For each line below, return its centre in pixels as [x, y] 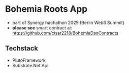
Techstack [22, 48]
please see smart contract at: [42, 27]
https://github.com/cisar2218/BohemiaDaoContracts [65, 33]
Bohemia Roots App [46, 9]
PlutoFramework [29, 60]
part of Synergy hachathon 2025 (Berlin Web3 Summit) [68, 23]
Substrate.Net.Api [30, 65]
